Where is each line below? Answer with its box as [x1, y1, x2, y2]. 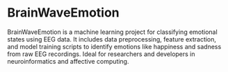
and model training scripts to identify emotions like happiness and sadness [7, 42, 222, 51]
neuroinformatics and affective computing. [7, 57, 129, 65]
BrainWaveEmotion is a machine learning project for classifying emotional [7, 28, 218, 36]
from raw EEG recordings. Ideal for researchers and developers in [7, 50, 196, 58]
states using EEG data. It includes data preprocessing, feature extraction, [7, 35, 217, 43]
